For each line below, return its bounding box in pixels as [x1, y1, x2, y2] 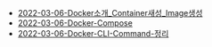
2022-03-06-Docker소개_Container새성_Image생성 [17, 8, 203, 18]
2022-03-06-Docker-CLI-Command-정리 [17, 28, 169, 38]
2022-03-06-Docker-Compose [17, 18, 134, 28]
